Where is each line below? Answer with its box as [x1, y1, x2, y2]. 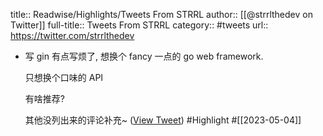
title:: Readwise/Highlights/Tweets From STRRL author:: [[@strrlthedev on [10, 9, 313, 20]
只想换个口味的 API [24, 72, 104, 83]
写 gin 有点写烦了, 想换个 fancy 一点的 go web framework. [24, 50, 264, 62]
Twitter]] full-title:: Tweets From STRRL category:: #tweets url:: [10, 19, 269, 31]
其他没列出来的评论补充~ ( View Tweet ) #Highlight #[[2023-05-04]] [24, 114, 302, 126]
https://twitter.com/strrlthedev [10, 30, 135, 41]
